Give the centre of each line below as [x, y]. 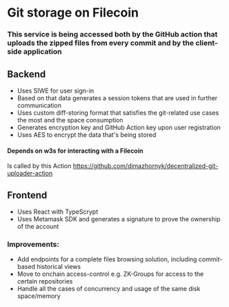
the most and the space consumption [70, 120]
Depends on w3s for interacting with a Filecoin [75, 151]
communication [39, 105]
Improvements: [33, 244]
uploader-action [30, 174]
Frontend [27, 195]
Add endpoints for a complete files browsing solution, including [107, 259]
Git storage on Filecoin [73, 13]
